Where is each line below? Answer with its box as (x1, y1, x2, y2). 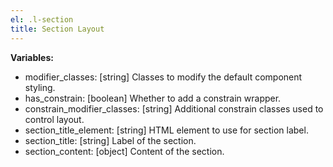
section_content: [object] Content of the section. (24, 145, 225, 157)
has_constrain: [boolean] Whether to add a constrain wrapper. (24, 92, 282, 104)
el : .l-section (10, 14, 74, 25)
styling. (24, 81, 56, 93)
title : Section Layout (10, 24, 105, 34)
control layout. (24, 113, 85, 125)
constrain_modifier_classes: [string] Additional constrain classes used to (24, 102, 324, 115)
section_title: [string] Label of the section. (24, 134, 197, 146)
